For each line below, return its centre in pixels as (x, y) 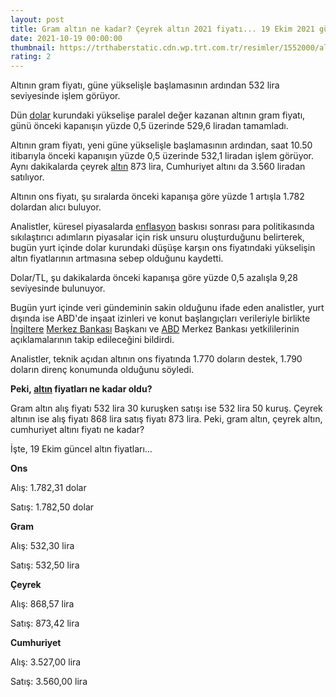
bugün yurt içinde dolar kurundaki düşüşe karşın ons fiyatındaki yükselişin (163, 248)
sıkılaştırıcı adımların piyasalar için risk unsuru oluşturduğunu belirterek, (157, 237)
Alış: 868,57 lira (42, 604)
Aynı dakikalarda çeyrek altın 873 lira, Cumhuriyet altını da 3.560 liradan (158, 167)
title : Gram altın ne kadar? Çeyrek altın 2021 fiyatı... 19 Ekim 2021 (162, 29)
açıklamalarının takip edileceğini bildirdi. (92, 340)
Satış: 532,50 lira (45, 565)
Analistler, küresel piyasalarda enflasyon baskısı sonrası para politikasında (162, 227)
